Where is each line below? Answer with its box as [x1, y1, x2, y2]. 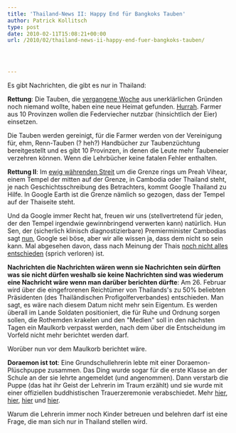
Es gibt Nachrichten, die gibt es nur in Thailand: [7, 81, 147, 89]
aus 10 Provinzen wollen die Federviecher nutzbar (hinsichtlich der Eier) [7, 110, 218, 119]
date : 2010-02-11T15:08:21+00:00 [7, 30, 107, 38]
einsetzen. [7, 118, 38, 126]
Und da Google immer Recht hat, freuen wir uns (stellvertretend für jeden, [7, 212, 224, 220]
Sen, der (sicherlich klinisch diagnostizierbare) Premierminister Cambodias [7, 226, 227, 235]
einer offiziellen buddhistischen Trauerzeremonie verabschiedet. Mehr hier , [7, 388, 228, 398]
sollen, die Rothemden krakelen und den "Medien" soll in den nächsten [7, 316, 215, 324]
